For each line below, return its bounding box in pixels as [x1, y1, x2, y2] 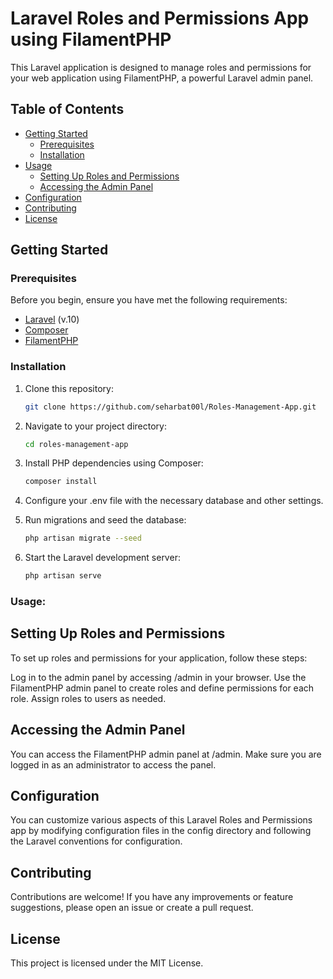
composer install [24, 477, 98, 487]
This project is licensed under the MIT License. [10, 957, 204, 969]
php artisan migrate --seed [24, 533, 142, 544]
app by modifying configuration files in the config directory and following [10, 825, 312, 837]
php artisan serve [24, 571, 102, 581]
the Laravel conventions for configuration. [10, 835, 183, 847]
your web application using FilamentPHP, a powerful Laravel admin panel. [10, 72, 314, 84]
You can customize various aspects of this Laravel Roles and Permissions [10, 814, 313, 826]
